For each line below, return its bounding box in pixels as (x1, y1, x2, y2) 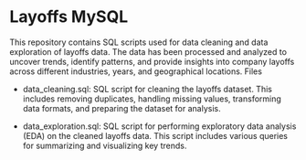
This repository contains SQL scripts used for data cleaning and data (9, 37, 269, 48)
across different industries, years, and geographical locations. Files (9, 66, 263, 77)
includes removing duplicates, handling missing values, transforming (22, 93, 281, 104)
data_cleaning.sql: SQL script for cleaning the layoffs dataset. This (22, 83, 272, 94)
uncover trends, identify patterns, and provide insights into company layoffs (9, 56, 295, 67)
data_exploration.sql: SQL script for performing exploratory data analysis (22, 121, 297, 132)
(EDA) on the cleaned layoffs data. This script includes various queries (22, 130, 288, 141)
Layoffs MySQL (9, 6, 129, 27)
